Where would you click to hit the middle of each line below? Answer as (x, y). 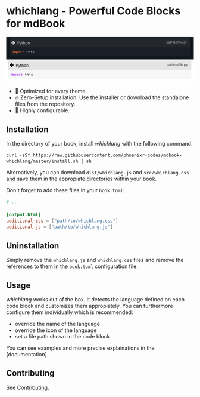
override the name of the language (57, 324)
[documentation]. (27, 354)
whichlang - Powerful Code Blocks (93, 11)
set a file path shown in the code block (62, 336)
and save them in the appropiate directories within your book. (82, 179)
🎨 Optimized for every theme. (51, 91)
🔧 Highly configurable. (42, 110)
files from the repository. (45, 104)
